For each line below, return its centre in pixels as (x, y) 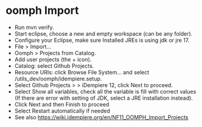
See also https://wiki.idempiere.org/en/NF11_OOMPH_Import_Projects (101, 117)
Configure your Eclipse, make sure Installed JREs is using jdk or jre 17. (102, 40)
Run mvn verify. (34, 27)
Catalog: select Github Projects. (54, 66)
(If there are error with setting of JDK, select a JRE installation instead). (103, 98)
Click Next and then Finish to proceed (62, 104)
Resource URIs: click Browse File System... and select (82, 72)
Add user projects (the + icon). (53, 59)
